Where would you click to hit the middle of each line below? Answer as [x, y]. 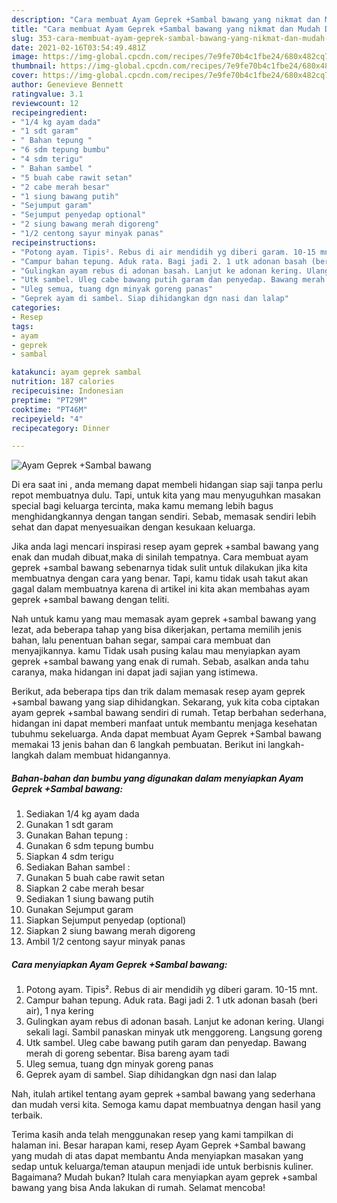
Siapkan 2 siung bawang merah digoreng [110, 931]
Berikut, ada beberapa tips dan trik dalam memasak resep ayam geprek [158, 692]
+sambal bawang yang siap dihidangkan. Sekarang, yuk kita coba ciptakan [165, 702]
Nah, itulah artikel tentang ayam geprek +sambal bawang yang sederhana [163, 1094]
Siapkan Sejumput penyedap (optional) [106, 920]
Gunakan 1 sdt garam [69, 825]
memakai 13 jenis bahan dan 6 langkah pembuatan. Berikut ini [138, 745]
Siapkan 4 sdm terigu [69, 857]
